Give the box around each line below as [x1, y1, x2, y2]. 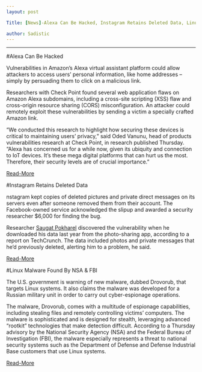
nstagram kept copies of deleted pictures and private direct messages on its [6, 194, 195, 201]
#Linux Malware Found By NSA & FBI [6, 266, 98, 274]
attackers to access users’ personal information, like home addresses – [6, 71, 182, 78]
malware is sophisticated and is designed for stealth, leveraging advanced [6, 316, 191, 323]
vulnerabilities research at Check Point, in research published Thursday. [6, 139, 185, 147]
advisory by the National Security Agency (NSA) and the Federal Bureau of [6, 329, 191, 336]
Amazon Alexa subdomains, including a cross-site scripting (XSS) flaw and [6, 95, 192, 102]
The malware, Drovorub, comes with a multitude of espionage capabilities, [6, 303, 191, 311]
